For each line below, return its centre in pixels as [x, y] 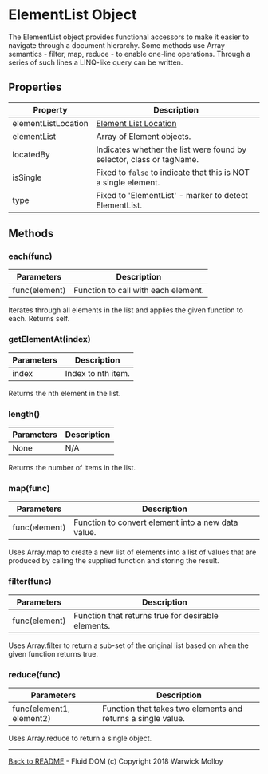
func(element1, [41, 709]
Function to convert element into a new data [156, 522]
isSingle [27, 177]
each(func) [30, 256]
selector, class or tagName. [148, 159]
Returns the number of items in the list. [72, 468]
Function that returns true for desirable [146, 615]
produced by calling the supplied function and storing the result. [114, 561]
